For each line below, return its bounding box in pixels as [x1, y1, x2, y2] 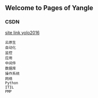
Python [5, 80, 18, 85]
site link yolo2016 [5, 29, 40, 36]
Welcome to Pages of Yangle [5, 4, 94, 12]
